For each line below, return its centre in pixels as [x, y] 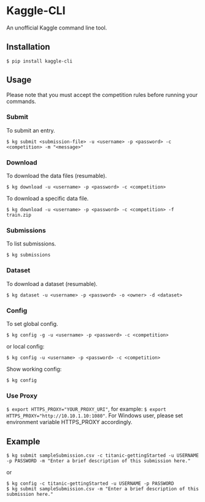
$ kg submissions [29, 255]
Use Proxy [22, 395]
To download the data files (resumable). [57, 176]
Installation [28, 47]
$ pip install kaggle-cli [39, 61]
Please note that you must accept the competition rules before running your [102, 95]
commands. [21, 101]
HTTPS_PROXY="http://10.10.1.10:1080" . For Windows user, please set [95, 415]
